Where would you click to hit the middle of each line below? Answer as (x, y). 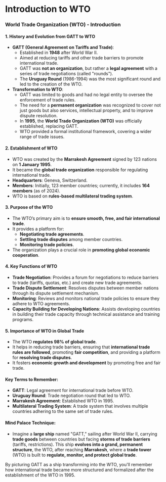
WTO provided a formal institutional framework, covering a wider (85, 132)
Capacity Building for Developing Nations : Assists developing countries (86, 309)
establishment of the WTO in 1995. (40, 475)
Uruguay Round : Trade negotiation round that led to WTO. (71, 396)
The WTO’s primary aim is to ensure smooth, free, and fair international (86, 218)
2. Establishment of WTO (31, 148)
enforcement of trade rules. (48, 100)
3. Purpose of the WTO (29, 207)
